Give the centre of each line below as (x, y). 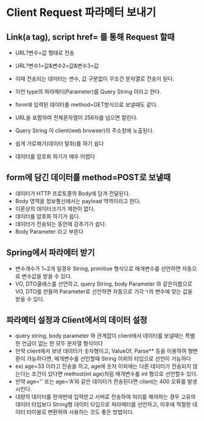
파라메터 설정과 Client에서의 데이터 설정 (77, 320)
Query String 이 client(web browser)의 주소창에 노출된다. (84, 131)
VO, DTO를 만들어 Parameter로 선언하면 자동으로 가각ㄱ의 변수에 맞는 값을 (104, 291)
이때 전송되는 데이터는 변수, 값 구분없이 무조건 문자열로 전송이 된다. (95, 79)
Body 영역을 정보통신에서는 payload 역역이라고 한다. (78, 201)
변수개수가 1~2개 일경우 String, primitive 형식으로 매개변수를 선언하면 (98, 268)
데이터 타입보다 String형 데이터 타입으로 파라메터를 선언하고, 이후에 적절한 (103, 405)
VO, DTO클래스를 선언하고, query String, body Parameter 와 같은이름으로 (104, 284)
